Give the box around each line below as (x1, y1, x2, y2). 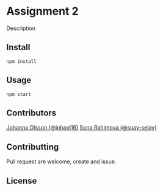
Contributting (6, 142, 59, 152)
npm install (6, 58, 37, 65)
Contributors (6, 108, 57, 118)
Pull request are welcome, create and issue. (6, 158, 117, 166)
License (6, 175, 37, 186)
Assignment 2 (6, 4, 79, 18)
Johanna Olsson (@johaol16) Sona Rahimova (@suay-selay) (6, 124, 157, 131)
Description (6, 24, 35, 32)
